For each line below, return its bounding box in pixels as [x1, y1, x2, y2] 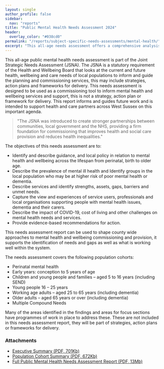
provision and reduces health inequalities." [17, 134, 103, 139]
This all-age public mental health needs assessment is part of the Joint [5, 57, 148, 62]
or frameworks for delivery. [5, 325, 60, 330]
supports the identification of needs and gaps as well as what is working [5, 239, 151, 245]
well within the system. [5, 245, 51, 251]
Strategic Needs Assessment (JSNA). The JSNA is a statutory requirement [5, 62, 155, 68]
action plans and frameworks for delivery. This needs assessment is [5, 82, 142, 88]
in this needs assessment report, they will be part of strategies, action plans [5, 320, 158, 326]
